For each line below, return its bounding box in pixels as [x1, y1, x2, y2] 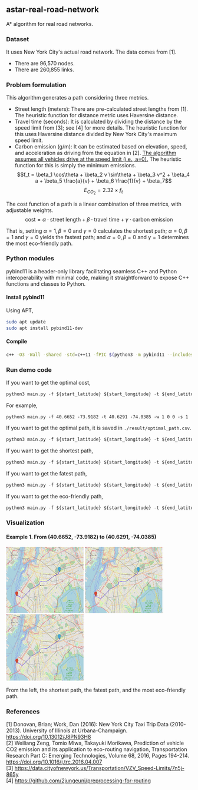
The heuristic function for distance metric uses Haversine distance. [14, 112, 179, 119]
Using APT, [6, 307, 34, 314]
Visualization [6, 518, 45, 527]
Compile [6, 338, 28, 345]
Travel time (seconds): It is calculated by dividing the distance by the [14, 118, 182, 125]
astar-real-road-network [6, 5, 99, 15]
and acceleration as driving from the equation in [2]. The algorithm [14, 150, 177, 157]
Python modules [6, 254, 54, 263]
